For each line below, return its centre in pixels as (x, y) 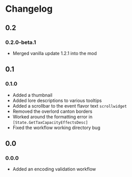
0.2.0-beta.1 (21, 42)
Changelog (29, 9)
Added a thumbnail (32, 95)
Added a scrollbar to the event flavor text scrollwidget (70, 106)
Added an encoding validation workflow (54, 169)
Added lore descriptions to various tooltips (57, 100)
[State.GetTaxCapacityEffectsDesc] (50, 122)
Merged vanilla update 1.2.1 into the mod (55, 53)
